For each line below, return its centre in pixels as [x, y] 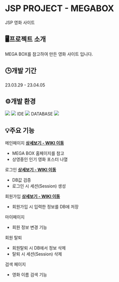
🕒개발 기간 [21, 71]
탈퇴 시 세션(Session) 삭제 [37, 254]
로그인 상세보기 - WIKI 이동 [31, 170]
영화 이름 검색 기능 [30, 275]
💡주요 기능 [20, 130]
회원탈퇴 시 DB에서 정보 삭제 [39, 248]
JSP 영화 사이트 [20, 22]
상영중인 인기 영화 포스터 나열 [40, 159]
